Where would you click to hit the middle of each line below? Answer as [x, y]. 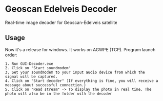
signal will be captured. [31, 77]
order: [11, 55]
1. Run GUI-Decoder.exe [29, 64]
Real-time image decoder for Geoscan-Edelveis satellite [61, 22]
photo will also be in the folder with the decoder [59, 94]
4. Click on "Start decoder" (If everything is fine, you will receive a [82, 81]
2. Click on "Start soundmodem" [38, 68]
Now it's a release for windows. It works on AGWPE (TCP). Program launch [80, 49]
